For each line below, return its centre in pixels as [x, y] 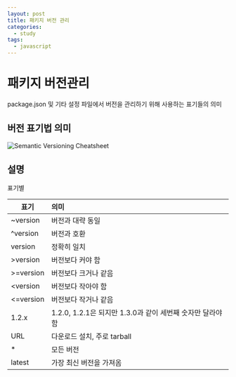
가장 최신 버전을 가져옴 [87, 362]
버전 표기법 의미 [39, 128]
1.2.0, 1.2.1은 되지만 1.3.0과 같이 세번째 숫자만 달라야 [137, 312]
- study [25, 33]
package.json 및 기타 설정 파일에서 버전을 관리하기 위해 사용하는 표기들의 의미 [115, 104]
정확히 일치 [69, 246]
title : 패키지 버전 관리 [39, 20]
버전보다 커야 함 [76, 260]
